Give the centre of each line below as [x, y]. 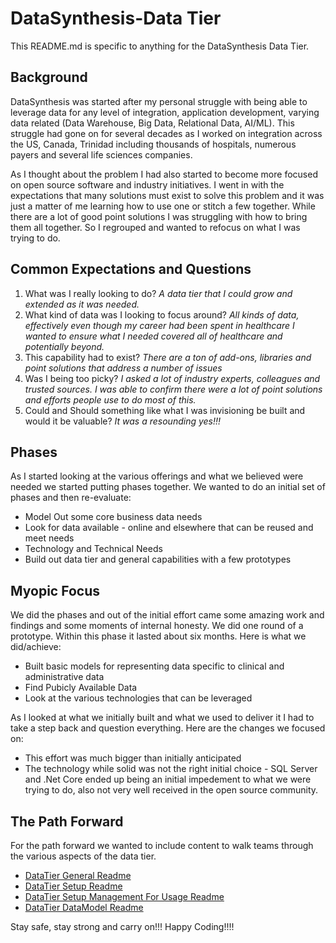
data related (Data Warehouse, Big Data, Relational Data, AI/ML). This [152, 123]
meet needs [49, 538]
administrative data [64, 677]
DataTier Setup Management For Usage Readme [124, 896]
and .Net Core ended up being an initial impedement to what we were [168, 779]
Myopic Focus [55, 590]
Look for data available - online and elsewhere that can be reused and [169, 528]
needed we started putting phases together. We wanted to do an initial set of [168, 487]
